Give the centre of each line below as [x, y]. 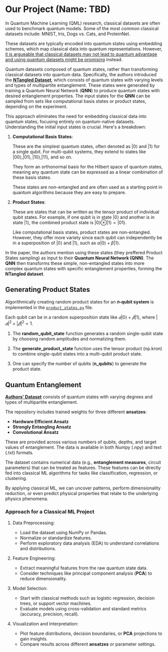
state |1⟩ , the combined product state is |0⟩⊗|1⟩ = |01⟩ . [69, 222]
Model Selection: [30, 588]
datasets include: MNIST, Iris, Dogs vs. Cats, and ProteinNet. [68, 34]
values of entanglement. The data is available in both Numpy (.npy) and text [83, 447]
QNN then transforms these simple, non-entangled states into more [75, 263]
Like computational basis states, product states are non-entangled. [82, 232]
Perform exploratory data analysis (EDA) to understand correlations [90, 543]
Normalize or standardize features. [56, 538]
